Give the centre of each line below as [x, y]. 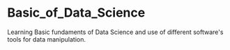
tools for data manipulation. [46, 39]
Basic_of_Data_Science [76, 13]
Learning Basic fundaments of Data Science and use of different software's [115, 32]
